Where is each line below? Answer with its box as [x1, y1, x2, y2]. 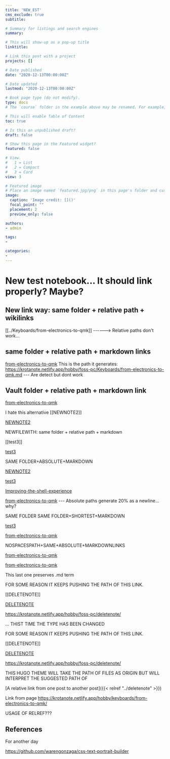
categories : [5, 249, 30, 254]
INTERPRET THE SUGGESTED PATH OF [5, 675, 88, 681]
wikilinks [5, 314, 34, 322]
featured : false [5, 146, 39, 151]
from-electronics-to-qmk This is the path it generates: [5, 361, 118, 367]
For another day [5, 738, 39, 745]
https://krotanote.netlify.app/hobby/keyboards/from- [37, 695, 148, 701]
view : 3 [5, 174, 22, 179]
